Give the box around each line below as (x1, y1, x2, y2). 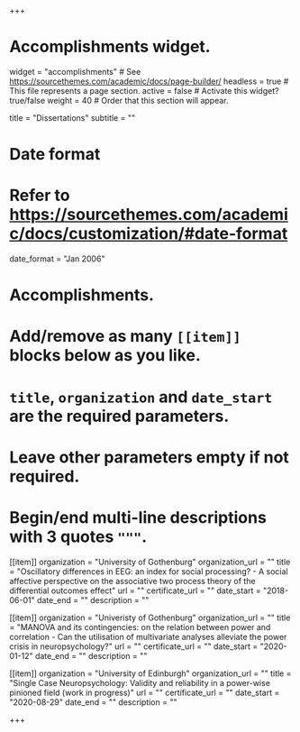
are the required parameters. (9, 406, 230, 426)
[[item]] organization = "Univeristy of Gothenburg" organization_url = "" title (9, 612, 291, 623)
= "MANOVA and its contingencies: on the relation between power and (9, 621, 271, 632)
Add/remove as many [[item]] (9, 326, 241, 347)
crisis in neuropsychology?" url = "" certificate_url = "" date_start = (9, 641, 259, 652)
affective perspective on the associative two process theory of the (9, 575, 256, 586)
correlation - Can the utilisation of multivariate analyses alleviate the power (9, 631, 287, 642)
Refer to (9, 186, 70, 206)
